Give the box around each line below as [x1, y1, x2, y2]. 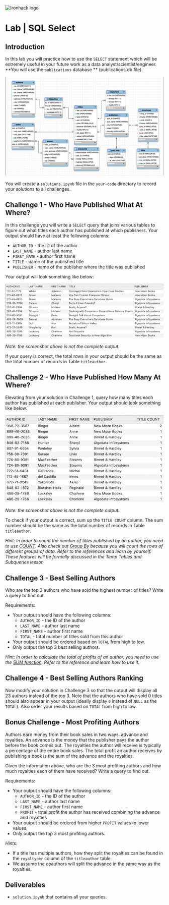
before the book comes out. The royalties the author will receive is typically [5, 742, 161, 748]
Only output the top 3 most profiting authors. [12, 830, 106, 836]
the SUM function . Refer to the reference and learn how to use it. [5, 659, 140, 665]
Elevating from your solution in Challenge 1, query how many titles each [5, 394, 153, 401]
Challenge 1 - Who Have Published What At [5, 201, 143, 209]
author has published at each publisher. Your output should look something [5, 400, 161, 406]
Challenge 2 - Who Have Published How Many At [5, 373, 161, 382]
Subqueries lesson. [5, 559, 45, 565]
